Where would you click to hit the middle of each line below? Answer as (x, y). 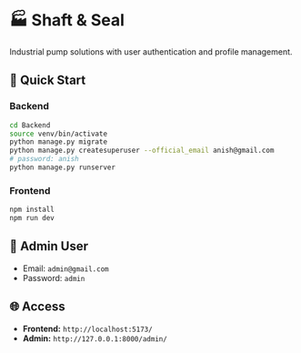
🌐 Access (37, 307)
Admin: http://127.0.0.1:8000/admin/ (95, 338)
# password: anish (44, 159)
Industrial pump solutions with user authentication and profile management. (151, 51)
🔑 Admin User (49, 246)
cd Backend (30, 125)
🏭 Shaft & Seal (67, 20)
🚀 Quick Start (48, 81)
